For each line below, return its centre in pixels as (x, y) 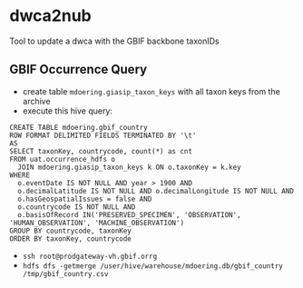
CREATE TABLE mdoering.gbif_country (78, 127)
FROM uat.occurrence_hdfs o (63, 159)
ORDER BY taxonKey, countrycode (70, 238)
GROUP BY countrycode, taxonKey (70, 231)
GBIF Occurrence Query (78, 70)
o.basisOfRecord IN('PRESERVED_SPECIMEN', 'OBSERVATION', (130, 214)
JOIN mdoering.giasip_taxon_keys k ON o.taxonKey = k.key (130, 167)
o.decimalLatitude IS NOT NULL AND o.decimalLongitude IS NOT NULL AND (156, 191)
